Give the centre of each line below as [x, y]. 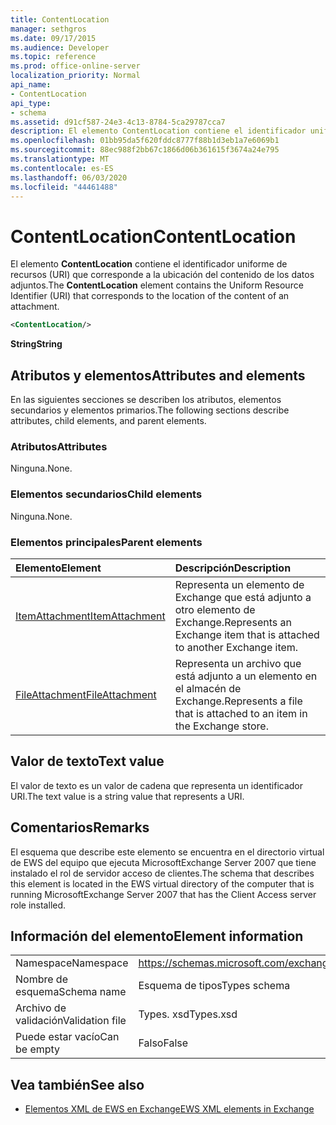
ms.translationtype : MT [60, 159]
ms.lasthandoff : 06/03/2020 [69, 177]
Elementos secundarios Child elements [106, 494]
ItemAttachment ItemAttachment [90, 616]
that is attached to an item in [241, 713]
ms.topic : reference [53, 57]
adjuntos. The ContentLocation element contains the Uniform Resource [157, 285]
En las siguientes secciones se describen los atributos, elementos [146, 399]
